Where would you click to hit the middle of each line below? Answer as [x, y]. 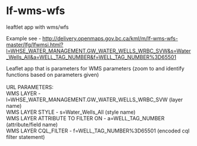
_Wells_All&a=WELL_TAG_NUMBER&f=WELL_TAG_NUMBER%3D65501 [91, 57]
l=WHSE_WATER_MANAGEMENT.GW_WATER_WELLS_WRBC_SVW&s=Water [98, 50]
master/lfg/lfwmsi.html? [35, 45]
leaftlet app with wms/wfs [37, 27]
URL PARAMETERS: [30, 87]
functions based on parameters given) [52, 74]
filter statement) [26, 137]
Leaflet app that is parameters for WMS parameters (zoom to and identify [95, 68]
